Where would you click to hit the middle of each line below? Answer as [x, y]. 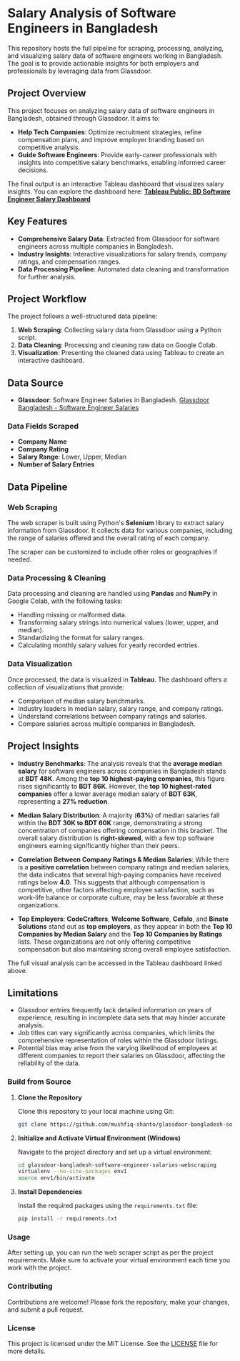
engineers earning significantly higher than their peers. [99, 845]
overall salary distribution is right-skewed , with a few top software [116, 838]
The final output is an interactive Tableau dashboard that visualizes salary [116, 184]
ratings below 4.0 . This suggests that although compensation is [111, 882]
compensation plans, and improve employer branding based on [111, 139]
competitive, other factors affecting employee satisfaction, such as [116, 889]
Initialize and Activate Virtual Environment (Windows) [99, 1138]
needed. [20, 559]
